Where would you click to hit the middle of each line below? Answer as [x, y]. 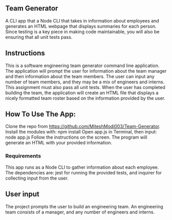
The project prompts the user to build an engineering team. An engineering [84, 206]
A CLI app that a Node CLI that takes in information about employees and [82, 20]
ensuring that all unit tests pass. [39, 37]
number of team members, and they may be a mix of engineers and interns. [85, 82]
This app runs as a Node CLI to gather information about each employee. [82, 167]
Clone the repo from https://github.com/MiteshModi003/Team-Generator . [83, 126]
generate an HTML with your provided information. [59, 143]
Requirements [23, 156]
